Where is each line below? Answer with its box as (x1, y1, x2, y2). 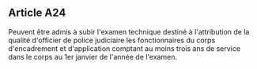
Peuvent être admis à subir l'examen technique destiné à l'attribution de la (8, 27, 250, 36)
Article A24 (8, 6, 66, 20)
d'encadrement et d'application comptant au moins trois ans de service (8, 43, 241, 53)
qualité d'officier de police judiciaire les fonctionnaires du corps (8, 35, 216, 45)
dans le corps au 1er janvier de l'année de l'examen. (8, 52, 178, 61)
